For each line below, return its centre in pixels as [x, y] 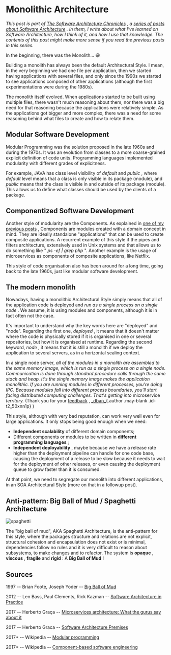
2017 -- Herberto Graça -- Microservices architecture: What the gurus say [83, 612]
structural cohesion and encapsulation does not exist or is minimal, [76, 542]
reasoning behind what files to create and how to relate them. [70, 118]
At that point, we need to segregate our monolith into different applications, [84, 480]
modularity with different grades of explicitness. [56, 163]
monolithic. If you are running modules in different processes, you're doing [84, 385]
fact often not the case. [30, 316]
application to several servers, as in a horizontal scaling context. [73, 353]
